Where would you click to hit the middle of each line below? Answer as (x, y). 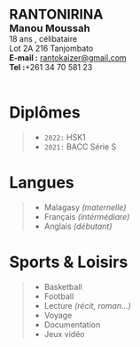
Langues (42, 183)
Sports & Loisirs (69, 262)
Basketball (63, 286)
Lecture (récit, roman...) (87, 305)
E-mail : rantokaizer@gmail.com (68, 58)
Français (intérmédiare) (87, 216)
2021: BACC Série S (80, 146)
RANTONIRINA (56, 15)
